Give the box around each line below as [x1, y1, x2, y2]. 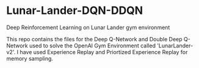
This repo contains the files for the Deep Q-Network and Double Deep [6, 35, 183, 42]
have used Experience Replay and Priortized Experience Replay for [20, 48, 188, 55]
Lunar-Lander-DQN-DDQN [6, 4, 143, 18]
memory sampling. [6, 55, 54, 62]
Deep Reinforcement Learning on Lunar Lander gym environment [6, 24, 170, 31]
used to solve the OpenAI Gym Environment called [29, 42, 156, 49]
